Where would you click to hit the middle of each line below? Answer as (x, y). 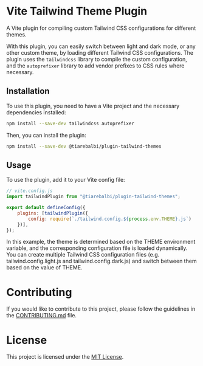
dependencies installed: (36, 112)
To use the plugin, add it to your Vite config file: (66, 180)
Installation (28, 91)
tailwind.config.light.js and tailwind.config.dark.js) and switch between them (101, 261)
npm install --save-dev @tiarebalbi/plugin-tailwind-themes (84, 146)
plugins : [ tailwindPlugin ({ (53, 213)
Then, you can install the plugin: (46, 135)
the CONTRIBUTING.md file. (42, 316)
